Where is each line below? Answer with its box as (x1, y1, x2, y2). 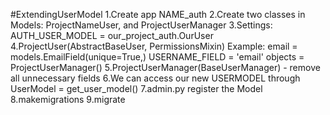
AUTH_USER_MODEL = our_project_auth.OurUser (10, 30, 214, 41)
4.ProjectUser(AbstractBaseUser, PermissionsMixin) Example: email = (10, 40, 298, 52)
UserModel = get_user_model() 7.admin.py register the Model (10, 83, 263, 94)
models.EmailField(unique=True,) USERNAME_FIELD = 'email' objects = (10, 51, 305, 63)
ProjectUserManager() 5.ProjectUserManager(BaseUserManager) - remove (10, 62, 321, 73)
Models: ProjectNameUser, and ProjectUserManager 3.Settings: (10, 19, 273, 31)
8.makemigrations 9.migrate (10, 94, 126, 105)
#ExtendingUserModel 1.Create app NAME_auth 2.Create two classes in (10, 9, 306, 20)
